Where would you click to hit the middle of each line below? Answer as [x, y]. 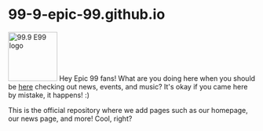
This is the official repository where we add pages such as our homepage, [128, 110]
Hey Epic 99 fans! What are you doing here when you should [157, 78]
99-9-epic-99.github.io [87, 15]
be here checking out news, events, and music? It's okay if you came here [128, 86]
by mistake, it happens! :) [49, 95]
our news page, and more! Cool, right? [70, 118]
